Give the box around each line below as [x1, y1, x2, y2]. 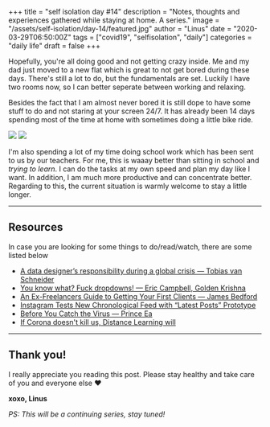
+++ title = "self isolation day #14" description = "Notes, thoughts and [8, 7, 240, 16]
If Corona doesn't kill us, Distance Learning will [19, 317, 177, 326]
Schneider [19, 274, 55, 284]
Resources [8, 220, 63, 234]
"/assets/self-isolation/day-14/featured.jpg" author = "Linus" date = [8, 24, 232, 33]
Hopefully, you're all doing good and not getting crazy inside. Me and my [8, 56, 250, 66]
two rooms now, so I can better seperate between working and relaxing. [8, 82, 247, 92]
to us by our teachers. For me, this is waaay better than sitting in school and [8, 156, 260, 165]
